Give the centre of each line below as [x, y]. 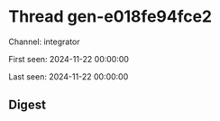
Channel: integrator [44, 42]
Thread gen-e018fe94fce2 [110, 17]
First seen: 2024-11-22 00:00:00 [69, 59]
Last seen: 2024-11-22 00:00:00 [69, 76]
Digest [27, 105]
